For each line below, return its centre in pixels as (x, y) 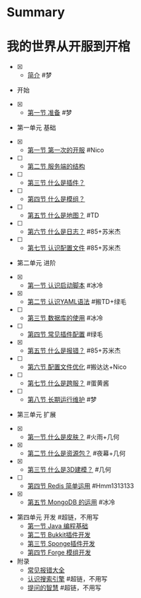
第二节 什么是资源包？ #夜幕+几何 (76, 453)
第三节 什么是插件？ (56, 183)
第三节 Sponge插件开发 (61, 544)
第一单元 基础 (36, 128)
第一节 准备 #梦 (50, 113)
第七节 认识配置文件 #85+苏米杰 (74, 248)
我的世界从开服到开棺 (69, 47)
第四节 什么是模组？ (56, 199)
